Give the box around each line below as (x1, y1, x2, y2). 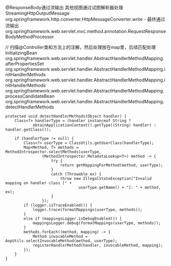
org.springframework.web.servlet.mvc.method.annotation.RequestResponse (5, 28, 166, 34)
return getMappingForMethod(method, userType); (60, 163, 163, 168)
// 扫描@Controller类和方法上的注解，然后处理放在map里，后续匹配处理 (5, 44, 156, 50)
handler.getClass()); (5, 127, 52, 132)
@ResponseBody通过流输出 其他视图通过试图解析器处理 (5, 5, 124, 10)
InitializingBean (5, 50, 37, 56)
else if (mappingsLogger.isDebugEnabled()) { (23, 216, 123, 221)
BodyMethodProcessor (5, 34, 54, 40)
